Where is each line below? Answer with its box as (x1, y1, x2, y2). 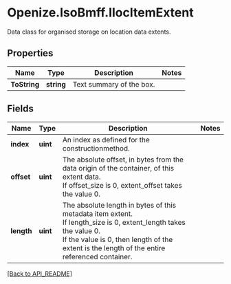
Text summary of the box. (72, 79, 155, 89)
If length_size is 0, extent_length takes (62, 217, 186, 227)
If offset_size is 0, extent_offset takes (62, 180, 182, 190)
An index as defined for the (62, 135, 150, 144)
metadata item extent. (62, 208, 133, 218)
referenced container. (62, 252, 133, 261)
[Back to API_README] (7, 270, 73, 278)
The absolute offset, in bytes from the (62, 155, 184, 164)
